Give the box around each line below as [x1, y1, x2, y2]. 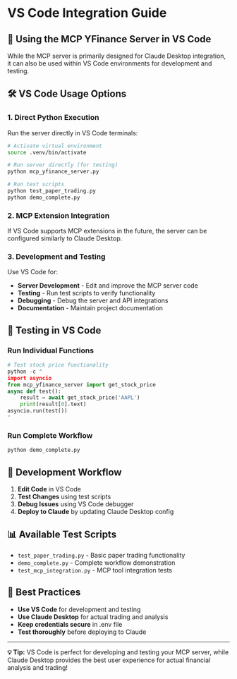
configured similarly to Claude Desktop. [7, 234, 123, 243]
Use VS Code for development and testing [17, 605, 141, 613]
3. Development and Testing [7, 252, 106, 262]
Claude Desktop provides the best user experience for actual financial [7, 656, 211, 664]
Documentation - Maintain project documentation [17, 304, 164, 312]
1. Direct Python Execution [7, 113, 99, 123]
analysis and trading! [7, 663, 68, 671]
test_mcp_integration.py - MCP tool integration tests [17, 565, 173, 574]
